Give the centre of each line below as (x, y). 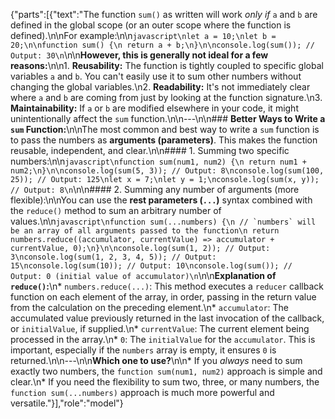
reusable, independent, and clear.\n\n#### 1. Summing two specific (150, 150)
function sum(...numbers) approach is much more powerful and (142, 392)
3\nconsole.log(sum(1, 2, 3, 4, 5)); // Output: (113, 257)
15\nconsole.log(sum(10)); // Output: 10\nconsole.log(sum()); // (151, 266)
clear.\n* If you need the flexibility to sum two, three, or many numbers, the (165, 382)
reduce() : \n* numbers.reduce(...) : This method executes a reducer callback (167, 286)
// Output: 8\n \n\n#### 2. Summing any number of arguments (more (155, 189)
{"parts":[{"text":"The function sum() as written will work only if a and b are (164, 14)
